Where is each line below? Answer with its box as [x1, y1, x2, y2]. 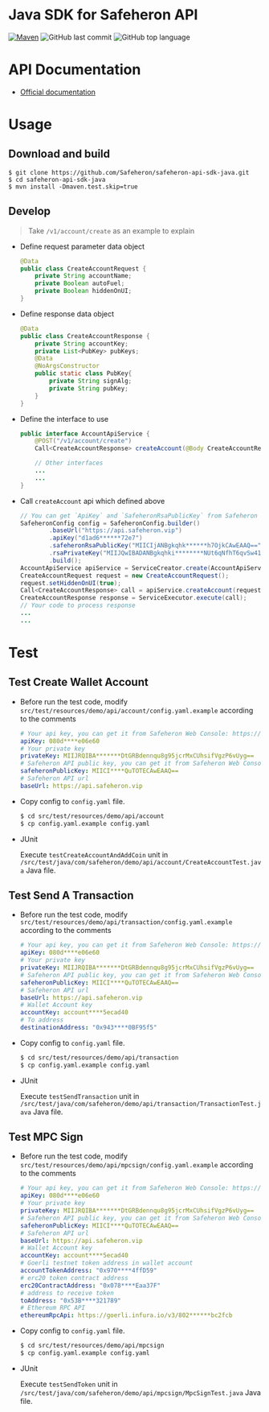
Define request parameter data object [19, 242, 145, 251]
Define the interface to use [19, 414, 109, 423]
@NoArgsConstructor [35, 362, 100, 370]
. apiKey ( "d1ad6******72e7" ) [49, 534, 143, 543]
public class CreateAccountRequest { [19, 264, 147, 273]
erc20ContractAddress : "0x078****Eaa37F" [19, 1282, 161, 1290]
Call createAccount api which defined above [19, 496, 165, 506]
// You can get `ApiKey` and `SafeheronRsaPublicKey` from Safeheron [19, 511, 259, 520]
